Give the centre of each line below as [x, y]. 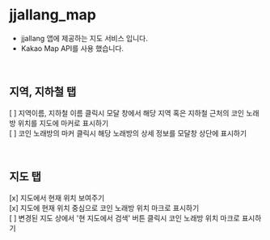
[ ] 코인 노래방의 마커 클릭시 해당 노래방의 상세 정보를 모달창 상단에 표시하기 [128, 133]
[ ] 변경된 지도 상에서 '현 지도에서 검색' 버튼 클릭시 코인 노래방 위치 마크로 [125, 218]
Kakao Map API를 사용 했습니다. [72, 48]
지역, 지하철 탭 [43, 92]
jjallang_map [53, 15]
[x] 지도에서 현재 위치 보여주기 [57, 198]
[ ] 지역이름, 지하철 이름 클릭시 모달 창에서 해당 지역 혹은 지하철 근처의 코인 [127, 113]
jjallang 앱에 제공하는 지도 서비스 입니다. [84, 38]
